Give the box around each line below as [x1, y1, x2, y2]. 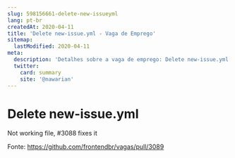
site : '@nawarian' [20, 75, 74, 83]
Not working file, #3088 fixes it [7, 129, 97, 138]
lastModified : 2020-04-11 [13, 43, 90, 50]
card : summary [20, 69, 61, 76]
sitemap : [7, 37, 33, 44]
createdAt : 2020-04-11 [7, 23, 74, 30]
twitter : [13, 62, 40, 70]
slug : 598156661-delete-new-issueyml [7, 10, 119, 18]
